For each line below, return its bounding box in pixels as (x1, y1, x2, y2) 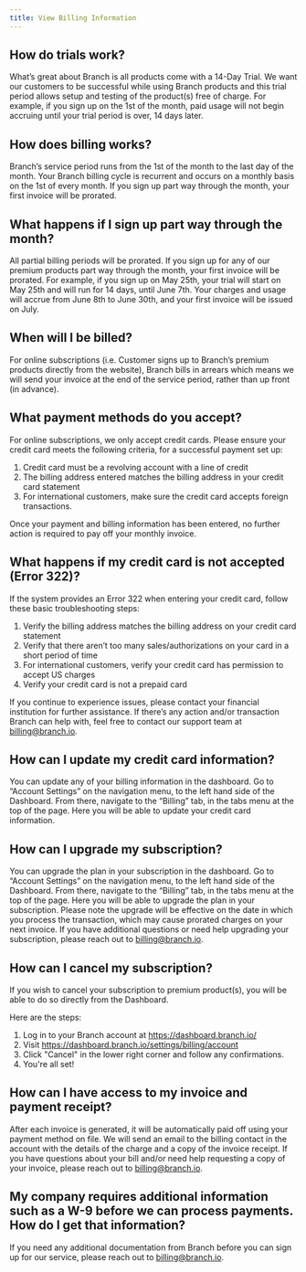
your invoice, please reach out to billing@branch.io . (9, 1162, 204, 1173)
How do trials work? (9, 48, 126, 63)
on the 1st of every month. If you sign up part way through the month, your (9, 180, 290, 192)
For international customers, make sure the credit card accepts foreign (22, 491, 289, 502)
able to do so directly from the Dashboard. (9, 993, 169, 1005)
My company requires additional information (9, 1189, 269, 1204)
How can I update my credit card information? (9, 751, 276, 768)
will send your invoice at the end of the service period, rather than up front (9, 374, 290, 385)
